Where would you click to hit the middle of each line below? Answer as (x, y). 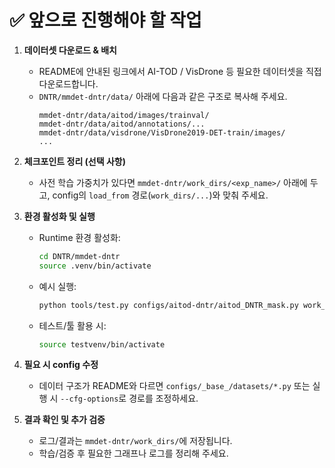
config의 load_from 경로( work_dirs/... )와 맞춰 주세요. (160, 195)
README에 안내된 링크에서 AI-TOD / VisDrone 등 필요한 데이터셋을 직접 (180, 71)
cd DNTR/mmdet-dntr (79, 256)
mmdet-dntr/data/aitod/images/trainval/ (124, 115)
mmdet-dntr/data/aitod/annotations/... (122, 124)
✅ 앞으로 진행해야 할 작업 (105, 20)
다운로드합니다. (68, 83)
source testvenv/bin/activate (102, 344)
